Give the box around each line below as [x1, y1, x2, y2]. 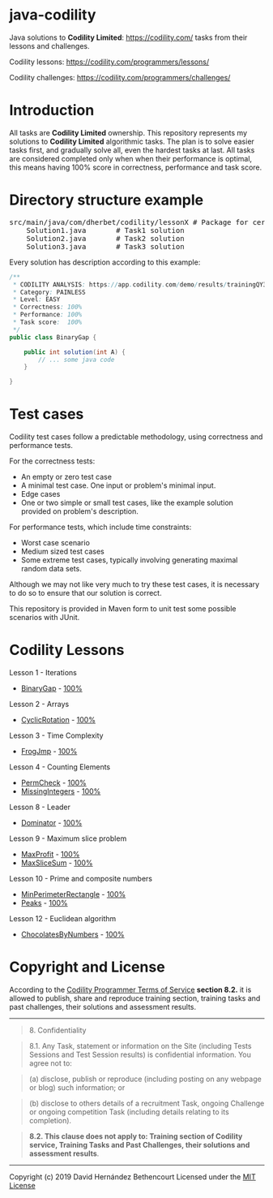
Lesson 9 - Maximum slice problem [9, 834, 127, 843]
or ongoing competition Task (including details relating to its [28, 1107, 229, 1117]
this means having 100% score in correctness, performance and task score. [9, 162, 262, 172]
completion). [28, 1116, 72, 1125]
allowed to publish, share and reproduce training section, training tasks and [9, 993, 261, 1003]
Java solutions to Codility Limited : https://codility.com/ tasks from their [9, 32, 248, 42]
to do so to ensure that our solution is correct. [9, 588, 162, 598]
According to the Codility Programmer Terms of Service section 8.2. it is [9, 985, 252, 994]
